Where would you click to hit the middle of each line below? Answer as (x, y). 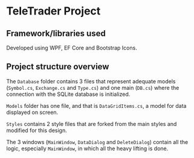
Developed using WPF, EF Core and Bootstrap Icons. (72, 48)
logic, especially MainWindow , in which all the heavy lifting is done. (87, 148)
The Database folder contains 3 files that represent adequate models (91, 81)
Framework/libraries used (56, 33)
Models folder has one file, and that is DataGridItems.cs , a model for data (96, 106)
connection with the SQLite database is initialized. (68, 94)
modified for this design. (37, 130)
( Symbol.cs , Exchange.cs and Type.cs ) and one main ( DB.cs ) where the (93, 87)
